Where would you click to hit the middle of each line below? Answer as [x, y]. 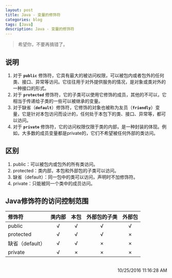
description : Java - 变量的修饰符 [40, 29]
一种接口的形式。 [31, 88]
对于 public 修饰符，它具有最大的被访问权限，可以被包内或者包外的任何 [88, 75]
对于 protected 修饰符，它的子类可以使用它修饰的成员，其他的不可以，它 [90, 94]
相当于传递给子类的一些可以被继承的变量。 [58, 101]
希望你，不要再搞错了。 [43, 45]
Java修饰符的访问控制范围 [47, 201]
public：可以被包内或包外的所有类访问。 [55, 164]
